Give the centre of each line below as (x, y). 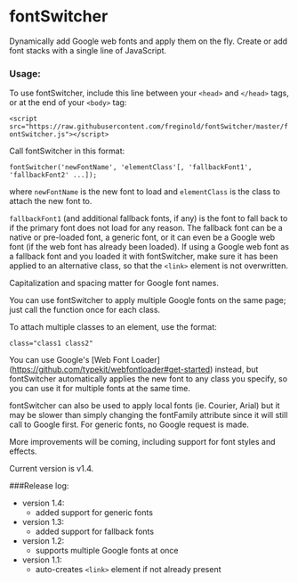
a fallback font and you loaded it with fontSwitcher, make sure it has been (144, 257)
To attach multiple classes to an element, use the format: (113, 327)
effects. (23, 451)
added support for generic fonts (94, 513)
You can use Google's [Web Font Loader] (85, 360)
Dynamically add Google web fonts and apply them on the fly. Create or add (148, 41)
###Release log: (39, 486)
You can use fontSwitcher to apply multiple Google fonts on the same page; (148, 300)
